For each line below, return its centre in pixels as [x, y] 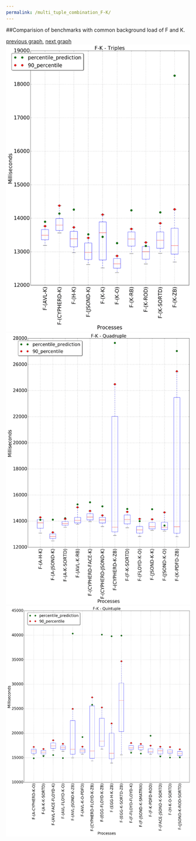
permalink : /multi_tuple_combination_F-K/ [59, 12]
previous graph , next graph [39, 41]
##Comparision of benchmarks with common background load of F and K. [96, 30]
